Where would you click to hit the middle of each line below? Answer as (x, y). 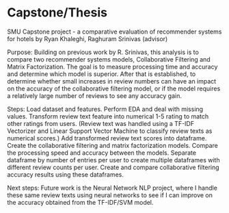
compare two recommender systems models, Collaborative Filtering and (109, 59)
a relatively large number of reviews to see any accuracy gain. (95, 96)
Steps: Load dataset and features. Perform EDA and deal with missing (105, 109)
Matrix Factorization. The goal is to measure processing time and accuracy (112, 66)
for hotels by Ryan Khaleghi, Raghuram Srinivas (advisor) (87, 38)
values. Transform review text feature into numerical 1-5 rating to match (108, 116)
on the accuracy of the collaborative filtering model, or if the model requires (114, 88)
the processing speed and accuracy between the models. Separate (102, 153)
